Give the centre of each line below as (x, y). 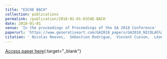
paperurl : (15, 32)
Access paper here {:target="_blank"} (43, 51)
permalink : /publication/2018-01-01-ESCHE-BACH (55, 19)
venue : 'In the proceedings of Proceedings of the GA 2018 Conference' (81, 28)
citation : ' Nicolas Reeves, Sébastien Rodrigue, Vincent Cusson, (78, 37)
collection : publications (32, 14)
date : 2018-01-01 (23, 23)
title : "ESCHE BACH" (27, 10)
